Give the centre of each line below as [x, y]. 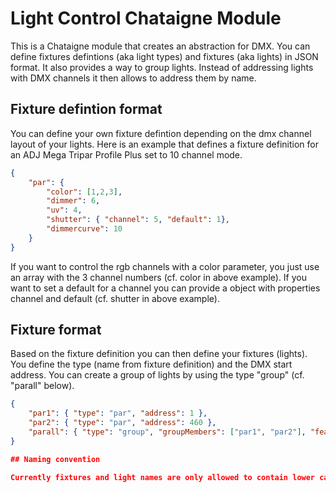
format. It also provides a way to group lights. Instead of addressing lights [162, 67]
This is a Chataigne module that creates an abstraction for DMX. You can [160, 46]
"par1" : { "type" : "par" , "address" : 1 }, [118, 413]
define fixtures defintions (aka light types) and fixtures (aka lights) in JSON [164, 56]
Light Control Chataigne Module [146, 18]
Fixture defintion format [86, 109]
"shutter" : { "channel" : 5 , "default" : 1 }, [138, 220]
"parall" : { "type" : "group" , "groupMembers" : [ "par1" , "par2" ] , [167, 432]
